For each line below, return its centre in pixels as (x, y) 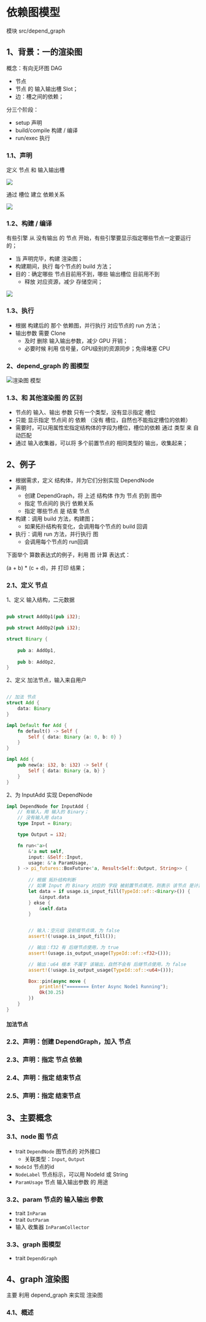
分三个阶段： (22, 109)
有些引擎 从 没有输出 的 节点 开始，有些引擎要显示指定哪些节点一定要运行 (99, 238)
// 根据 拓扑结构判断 (52, 880)
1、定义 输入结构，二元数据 (40, 600)
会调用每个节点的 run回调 (56, 542)
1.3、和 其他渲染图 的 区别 (44, 398)
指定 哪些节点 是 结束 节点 (57, 511)
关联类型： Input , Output (55, 1159)
